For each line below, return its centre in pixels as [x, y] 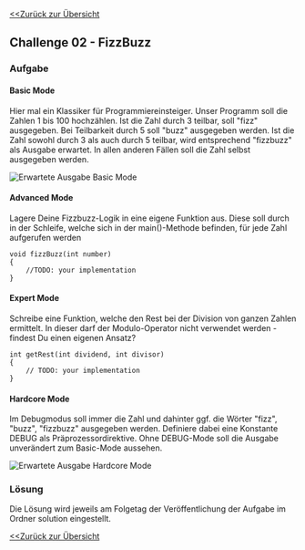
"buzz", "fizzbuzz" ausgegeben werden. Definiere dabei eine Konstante [144, 429]
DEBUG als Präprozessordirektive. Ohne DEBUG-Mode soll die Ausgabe [144, 439]
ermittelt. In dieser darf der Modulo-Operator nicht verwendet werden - [143, 327]
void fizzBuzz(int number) [61, 254]
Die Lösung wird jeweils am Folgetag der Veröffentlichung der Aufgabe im [148, 509]
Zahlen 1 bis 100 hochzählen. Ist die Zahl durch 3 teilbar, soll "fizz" [134, 120]
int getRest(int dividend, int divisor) [87, 354]
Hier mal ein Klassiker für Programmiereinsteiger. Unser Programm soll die [149, 110]
